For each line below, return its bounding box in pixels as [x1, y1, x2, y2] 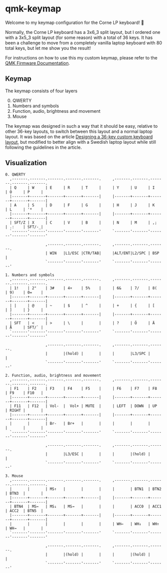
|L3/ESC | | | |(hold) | [63, 451, 151, 457]
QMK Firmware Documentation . [5, 60, 70, 66]
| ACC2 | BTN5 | [5, 508, 43, 513]
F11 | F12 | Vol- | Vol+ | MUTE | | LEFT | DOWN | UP [14, 403, 157, 408]
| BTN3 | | [5, 491, 43, 496]
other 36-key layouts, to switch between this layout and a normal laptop [5, 128, 153, 134]
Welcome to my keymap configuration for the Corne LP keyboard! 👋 [5, 19, 145, 25]
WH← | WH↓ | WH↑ [116, 521, 160, 527]
